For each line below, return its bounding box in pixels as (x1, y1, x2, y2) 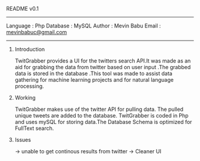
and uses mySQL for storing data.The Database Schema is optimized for (14, 119, 192, 125)
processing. (14, 83, 45, 89)
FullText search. (14, 125, 54, 132)
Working (14, 94, 36, 101)
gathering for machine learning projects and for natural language (14, 76, 174, 83)
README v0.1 (6, 5, 39, 12)
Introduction (14, 46, 45, 52)
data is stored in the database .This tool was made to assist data (14, 70, 173, 77)
